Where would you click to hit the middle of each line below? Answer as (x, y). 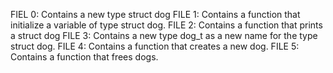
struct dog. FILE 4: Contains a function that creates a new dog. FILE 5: (155, 46)
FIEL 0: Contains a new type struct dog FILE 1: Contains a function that (155, 14)
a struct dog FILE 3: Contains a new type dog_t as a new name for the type (164, 35)
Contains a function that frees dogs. (84, 57)
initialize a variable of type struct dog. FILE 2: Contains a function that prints (166, 25)
